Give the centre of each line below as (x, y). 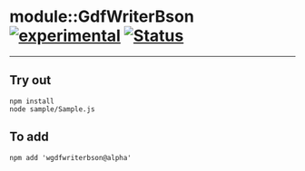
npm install (32, 101)
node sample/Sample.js (52, 109)
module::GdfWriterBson (102, 17)
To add (29, 137)
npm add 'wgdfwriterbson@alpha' (70, 157)
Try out (30, 80)
